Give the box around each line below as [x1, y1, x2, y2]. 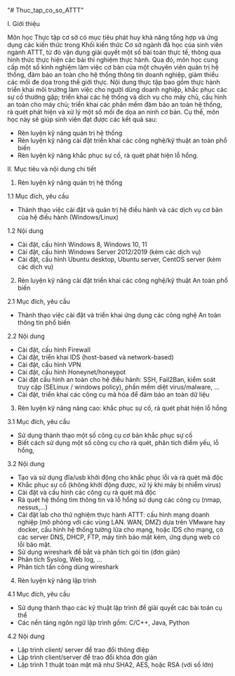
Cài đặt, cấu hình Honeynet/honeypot [17, 368, 126, 376]
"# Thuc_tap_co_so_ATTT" [7, 6, 84, 14]
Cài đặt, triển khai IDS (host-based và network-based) [17, 353, 174, 361]
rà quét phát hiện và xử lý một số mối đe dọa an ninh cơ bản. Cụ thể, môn [7, 108, 220, 116]
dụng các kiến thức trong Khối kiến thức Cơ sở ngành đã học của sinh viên [7, 41, 223, 48]
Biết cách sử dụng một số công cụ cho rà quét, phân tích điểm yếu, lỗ [17, 439, 220, 446]
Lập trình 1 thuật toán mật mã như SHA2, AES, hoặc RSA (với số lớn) [17, 661, 214, 669]
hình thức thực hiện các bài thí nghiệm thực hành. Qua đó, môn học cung [7, 55, 219, 64]
